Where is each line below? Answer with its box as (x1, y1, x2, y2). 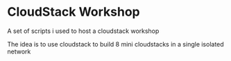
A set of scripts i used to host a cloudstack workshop (7, 27, 160, 35)
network (7, 47, 31, 56)
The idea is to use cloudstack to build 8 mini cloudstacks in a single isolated (7, 40, 224, 48)
